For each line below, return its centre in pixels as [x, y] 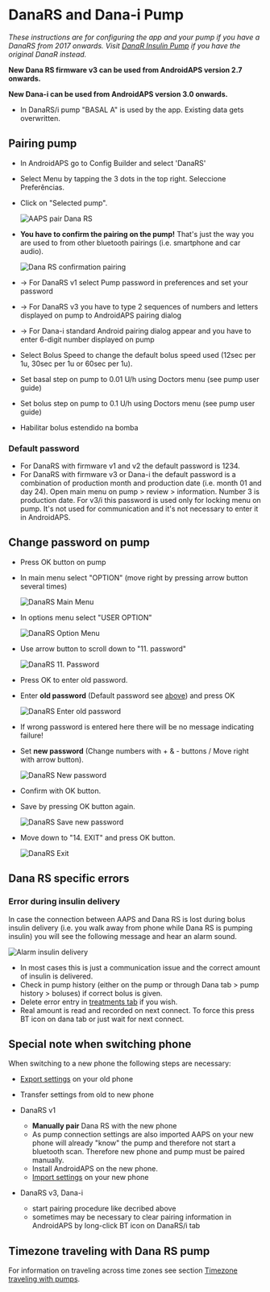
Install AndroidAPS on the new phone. [95, 1169]
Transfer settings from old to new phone [87, 1095]
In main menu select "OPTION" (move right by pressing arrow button [134, 577]
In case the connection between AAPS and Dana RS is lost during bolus [127, 919]
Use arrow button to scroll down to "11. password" [103, 648]
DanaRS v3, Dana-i [51, 1193]
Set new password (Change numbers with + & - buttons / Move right [135, 750]
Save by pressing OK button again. [77, 806]
